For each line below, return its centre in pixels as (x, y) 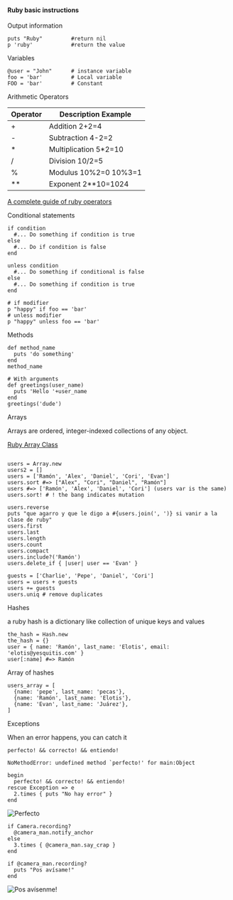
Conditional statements (41, 215)
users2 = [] (25, 470)
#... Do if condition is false (60, 247)
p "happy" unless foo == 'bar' (54, 322)
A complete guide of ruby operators (60, 202)
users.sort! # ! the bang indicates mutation (76, 495)
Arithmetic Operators (38, 97)
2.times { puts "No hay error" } (63, 794)
